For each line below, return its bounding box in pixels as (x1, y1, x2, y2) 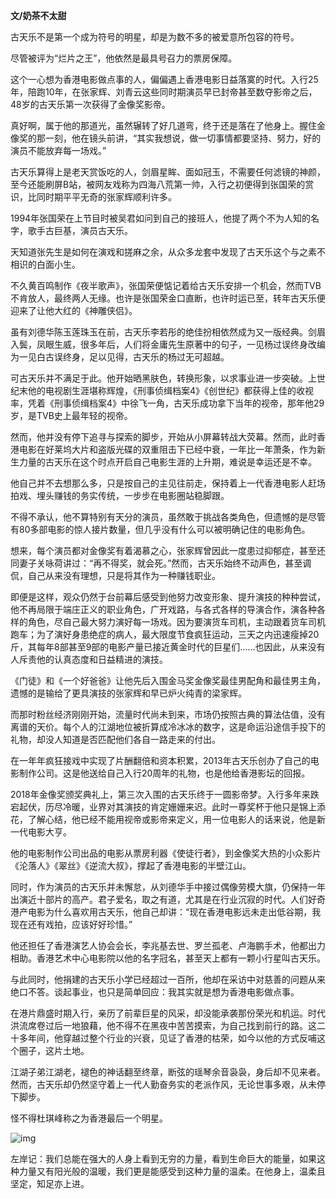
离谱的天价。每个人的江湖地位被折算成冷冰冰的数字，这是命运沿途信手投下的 (10, 721, 326, 733)
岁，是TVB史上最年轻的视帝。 (10, 410, 133, 421)
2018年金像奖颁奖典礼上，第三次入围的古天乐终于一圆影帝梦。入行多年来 (10, 789, 311, 800)
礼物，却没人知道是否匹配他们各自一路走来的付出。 (10, 734, 221, 745)
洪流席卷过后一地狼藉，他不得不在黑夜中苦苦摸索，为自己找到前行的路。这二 (10, 1020, 326, 1031)
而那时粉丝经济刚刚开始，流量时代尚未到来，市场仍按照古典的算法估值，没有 (10, 709, 326, 720)
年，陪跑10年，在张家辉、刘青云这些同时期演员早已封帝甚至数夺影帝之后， (10, 86, 318, 98)
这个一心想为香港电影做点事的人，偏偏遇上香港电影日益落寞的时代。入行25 (10, 74, 319, 85)
